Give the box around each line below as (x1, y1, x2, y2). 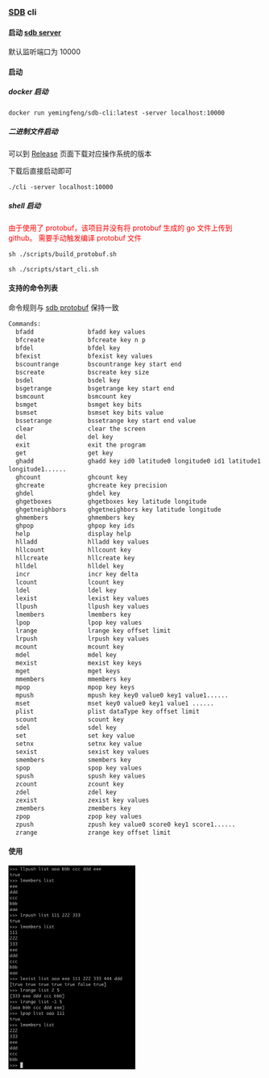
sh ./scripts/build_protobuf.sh (8, 250, 117, 258)
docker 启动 (8, 87, 48, 97)
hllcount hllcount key (15, 546, 131, 554)
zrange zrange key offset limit (15, 828, 172, 837)
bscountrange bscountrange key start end (15, 360, 182, 368)
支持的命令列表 (8, 283, 58, 293)
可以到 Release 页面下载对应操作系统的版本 (8, 149, 151, 158)
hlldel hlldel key (15, 562, 125, 570)
